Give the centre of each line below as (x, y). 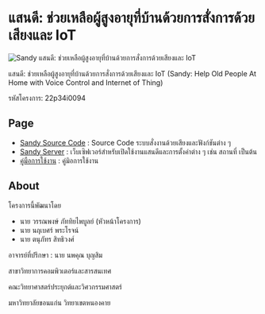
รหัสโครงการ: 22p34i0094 (47, 98)
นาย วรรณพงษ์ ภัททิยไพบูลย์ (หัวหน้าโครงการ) (80, 221)
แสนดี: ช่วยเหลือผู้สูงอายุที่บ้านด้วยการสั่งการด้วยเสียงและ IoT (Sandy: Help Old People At (132, 73)
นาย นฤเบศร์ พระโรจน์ (49, 230)
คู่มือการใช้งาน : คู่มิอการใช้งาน (59, 161)
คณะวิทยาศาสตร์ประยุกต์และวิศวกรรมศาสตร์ (65, 286)
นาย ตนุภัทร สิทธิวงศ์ (47, 238)
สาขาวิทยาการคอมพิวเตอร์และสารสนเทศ (60, 270)
